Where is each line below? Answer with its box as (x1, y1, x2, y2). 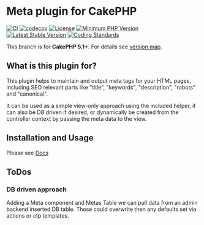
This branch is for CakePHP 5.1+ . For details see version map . (6, 43, 162, 50)
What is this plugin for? (6, 61, 97, 71)
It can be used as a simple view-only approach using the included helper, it (6, 102, 196, 109)
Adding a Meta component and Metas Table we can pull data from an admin (6, 199, 198, 207)
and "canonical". (6, 90, 48, 97)
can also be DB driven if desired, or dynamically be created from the (6, 109, 179, 116)
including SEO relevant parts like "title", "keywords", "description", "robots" (6, 83, 196, 91)
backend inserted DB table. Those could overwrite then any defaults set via (6, 205, 197, 213)
